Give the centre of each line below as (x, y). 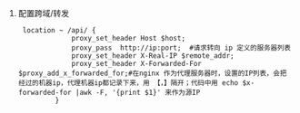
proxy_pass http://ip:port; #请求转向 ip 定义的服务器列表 (181, 48)
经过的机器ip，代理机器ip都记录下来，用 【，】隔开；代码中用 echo (128, 83)
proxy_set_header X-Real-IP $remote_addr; (153, 56)
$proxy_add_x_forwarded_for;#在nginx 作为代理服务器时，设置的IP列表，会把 (152, 73)
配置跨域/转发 (44, 13)
